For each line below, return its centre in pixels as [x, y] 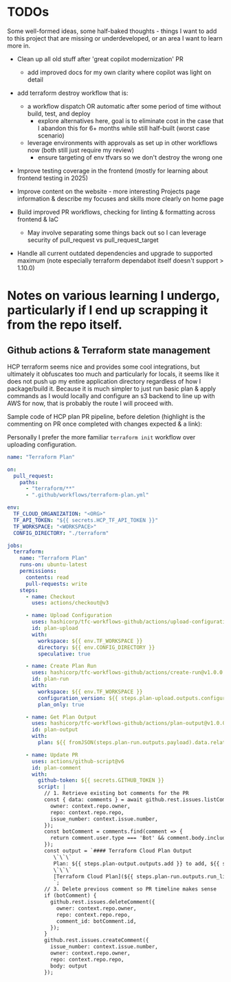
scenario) [51, 135]
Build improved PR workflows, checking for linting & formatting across [116, 212]
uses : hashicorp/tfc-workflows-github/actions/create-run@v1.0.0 [128, 673]
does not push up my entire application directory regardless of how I [104, 381]
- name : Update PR [52, 755]
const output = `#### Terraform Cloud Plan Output [118, 851]
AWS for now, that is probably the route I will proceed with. [90, 403]
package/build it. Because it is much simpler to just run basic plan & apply [112, 389]
